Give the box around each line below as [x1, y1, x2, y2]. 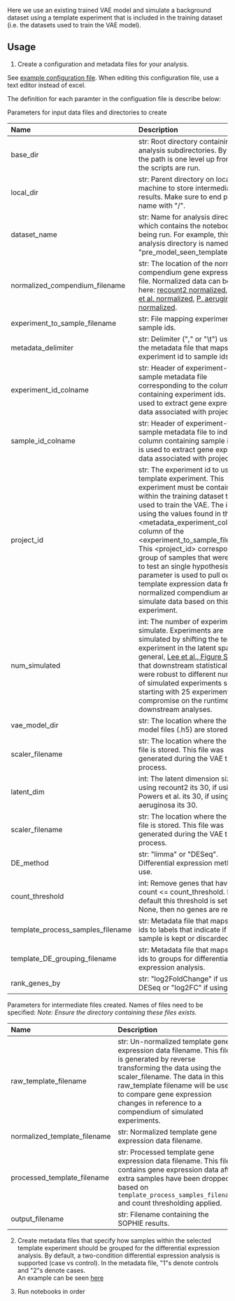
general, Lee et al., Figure [138, 652, 222, 661]
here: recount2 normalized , [138, 284, 228, 294]
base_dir [10, 150, 39, 159]
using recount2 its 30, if [138, 782, 217, 792]
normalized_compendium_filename [10, 280, 126, 290]
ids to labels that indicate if [138, 925, 227, 935]
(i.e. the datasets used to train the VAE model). [7, 21, 141, 29]
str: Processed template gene [117, 1147, 215, 1157]
